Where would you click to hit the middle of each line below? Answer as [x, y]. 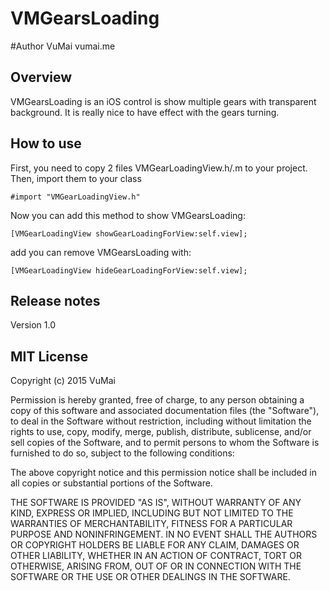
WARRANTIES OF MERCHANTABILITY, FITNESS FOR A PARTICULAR [151, 524]
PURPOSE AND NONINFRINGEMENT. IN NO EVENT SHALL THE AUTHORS [164, 534]
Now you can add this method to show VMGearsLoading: [128, 215]
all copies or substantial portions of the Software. [111, 483]
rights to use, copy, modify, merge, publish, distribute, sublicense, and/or [161, 432]
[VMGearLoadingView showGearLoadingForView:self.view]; [129, 233]
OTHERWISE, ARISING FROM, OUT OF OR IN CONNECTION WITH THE [156, 566]
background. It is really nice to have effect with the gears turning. [145, 112]
